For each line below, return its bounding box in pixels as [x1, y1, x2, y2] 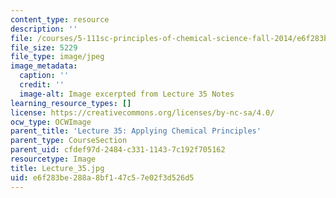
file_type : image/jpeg [10, 52, 105, 62]
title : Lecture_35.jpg [10, 163, 105, 173]
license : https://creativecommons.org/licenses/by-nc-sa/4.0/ [10, 107, 275, 118]
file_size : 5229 [10, 42, 78, 53]
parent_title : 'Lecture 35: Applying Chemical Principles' [10, 126, 262, 136]
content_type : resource [10, 14, 110, 25]
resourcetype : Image [10, 154, 97, 164]
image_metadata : [10, 61, 78, 71]
